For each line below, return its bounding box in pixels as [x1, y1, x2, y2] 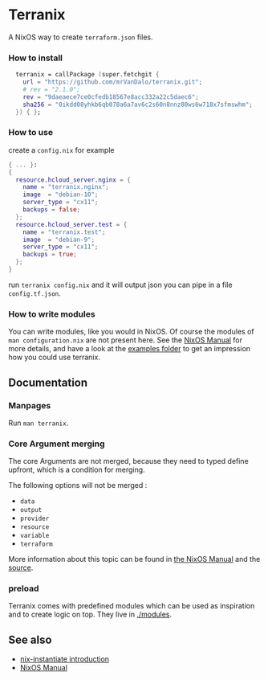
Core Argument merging [8, 438, 105, 449]
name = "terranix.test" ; [22, 227, 106, 236]
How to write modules [8, 308, 95, 319]
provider [19, 514, 50, 523]
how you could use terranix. [8, 352, 100, 363]
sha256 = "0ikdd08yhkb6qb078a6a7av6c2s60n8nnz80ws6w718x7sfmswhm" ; [22, 100, 253, 109]
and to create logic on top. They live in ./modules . [8, 609, 173, 620]
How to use [8, 127, 54, 138]
